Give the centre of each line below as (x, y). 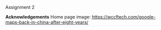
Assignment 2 (20, 7)
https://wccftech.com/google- (124, 17)
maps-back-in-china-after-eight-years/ (47, 22)
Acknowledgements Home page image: (48, 17)
